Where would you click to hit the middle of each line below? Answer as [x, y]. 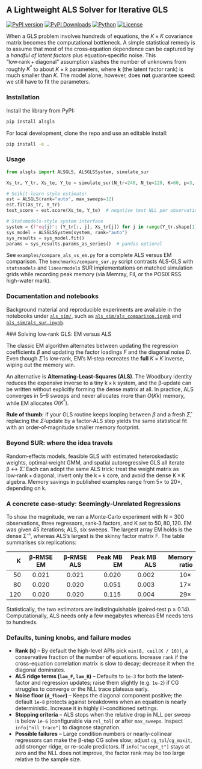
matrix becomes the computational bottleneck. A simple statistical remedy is [101, 42]
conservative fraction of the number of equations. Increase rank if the [101, 657]
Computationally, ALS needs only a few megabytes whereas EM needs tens [100, 616]
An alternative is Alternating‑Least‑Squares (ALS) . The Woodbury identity [99, 376]
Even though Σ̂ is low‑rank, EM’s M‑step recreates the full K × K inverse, [95, 358]
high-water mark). [29, 281]
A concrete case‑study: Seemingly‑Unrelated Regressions [94, 504]
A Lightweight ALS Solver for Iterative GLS [87, 10]
